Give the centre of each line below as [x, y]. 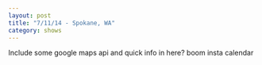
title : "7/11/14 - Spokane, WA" [62, 23]
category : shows [35, 30]
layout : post [30, 15]
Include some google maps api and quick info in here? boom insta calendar [131, 53]
